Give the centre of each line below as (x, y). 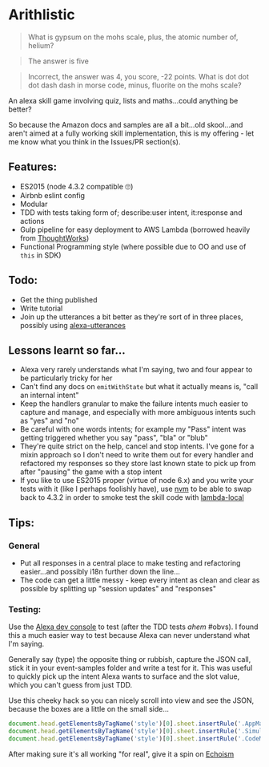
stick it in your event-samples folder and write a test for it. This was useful (130, 668)
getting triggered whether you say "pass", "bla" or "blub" (114, 438)
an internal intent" (49, 396)
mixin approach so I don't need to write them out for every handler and (137, 455)
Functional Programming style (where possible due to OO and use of (133, 246)
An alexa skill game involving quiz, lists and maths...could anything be (123, 100)
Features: (33, 167)
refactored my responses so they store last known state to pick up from (138, 464)
